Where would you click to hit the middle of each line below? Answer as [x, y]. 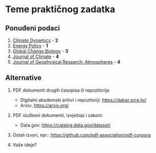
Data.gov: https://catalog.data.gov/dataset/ [65, 125]
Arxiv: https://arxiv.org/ [44, 105]
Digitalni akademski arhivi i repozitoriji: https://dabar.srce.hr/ [83, 100]
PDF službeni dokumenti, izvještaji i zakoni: [58, 115]
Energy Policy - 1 [30, 46]
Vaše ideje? [25, 145]
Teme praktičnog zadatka [60, 9]
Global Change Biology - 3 [40, 51]
